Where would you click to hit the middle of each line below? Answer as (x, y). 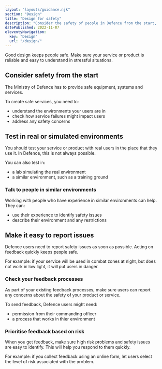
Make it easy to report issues (50, 235)
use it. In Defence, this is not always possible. (50, 153)
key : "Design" (23, 37)
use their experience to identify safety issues (57, 215)
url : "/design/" (26, 41)
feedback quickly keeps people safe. (42, 252)
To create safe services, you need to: (42, 101)
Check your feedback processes (44, 279)
